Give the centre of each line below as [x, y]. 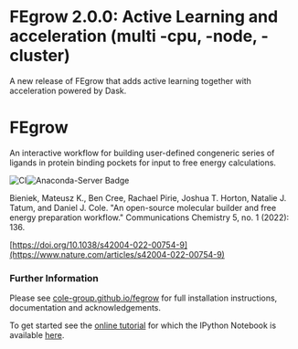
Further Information [54, 278]
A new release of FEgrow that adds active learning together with [130, 80]
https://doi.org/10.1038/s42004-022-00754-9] [100, 245]
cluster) [40, 56]
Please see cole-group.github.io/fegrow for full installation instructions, [144, 298]
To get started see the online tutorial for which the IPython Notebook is [143, 325]
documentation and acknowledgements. [85, 308]
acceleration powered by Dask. [68, 90]
